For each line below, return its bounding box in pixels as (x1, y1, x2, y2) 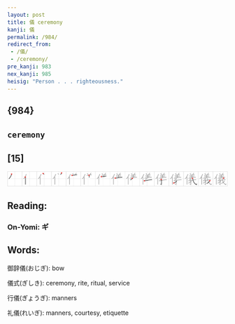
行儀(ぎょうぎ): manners (7, 293, 77, 302)
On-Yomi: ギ (7, 222, 49, 231)
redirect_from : (7, 41, 52, 48)
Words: (7, 244, 40, 256)
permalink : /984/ (7, 34, 58, 41)
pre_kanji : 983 (7, 63, 52, 70)
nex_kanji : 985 (7, 70, 52, 77)
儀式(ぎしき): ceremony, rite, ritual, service (7, 278, 131, 287)
